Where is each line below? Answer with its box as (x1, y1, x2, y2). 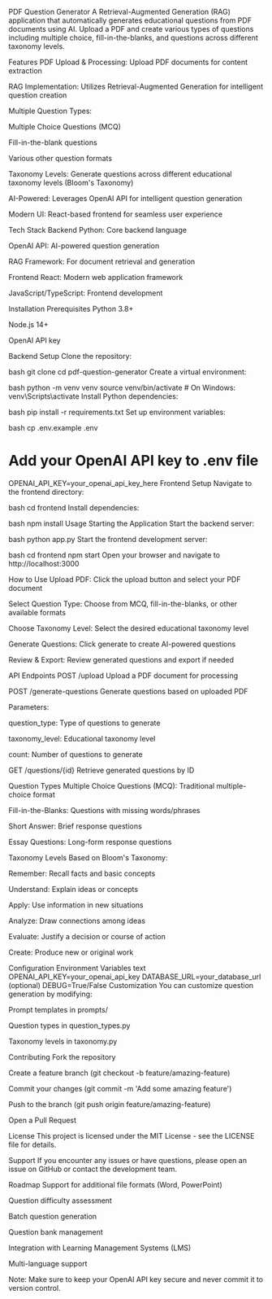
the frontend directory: (8, 487, 84, 496)
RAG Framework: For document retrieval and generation (8, 256, 196, 266)
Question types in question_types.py (8, 1021, 131, 1030)
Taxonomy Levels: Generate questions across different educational (8, 169, 232, 178)
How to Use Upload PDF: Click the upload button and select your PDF (8, 574, 241, 584)
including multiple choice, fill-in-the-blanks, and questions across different (8, 33, 258, 42)
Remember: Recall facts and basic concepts (8, 868, 156, 878)
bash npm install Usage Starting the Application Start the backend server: (8, 518, 255, 528)
